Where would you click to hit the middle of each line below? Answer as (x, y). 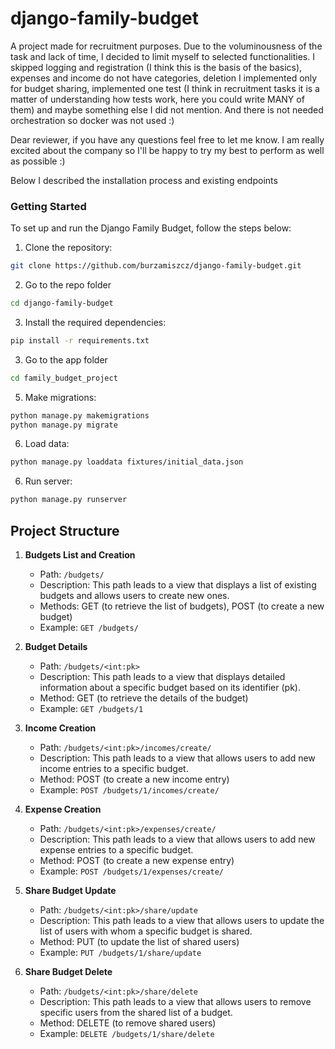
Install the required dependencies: (95, 322)
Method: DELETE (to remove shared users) (128, 1023)
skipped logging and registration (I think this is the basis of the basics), (156, 67)
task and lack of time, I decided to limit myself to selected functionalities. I (162, 56)
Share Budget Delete (68, 972)
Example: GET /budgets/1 (91, 709)
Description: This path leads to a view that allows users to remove (175, 1002)
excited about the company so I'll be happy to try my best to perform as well (167, 150)
